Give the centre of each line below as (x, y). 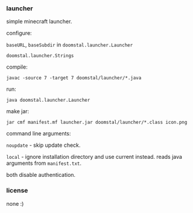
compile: (17, 67)
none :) (15, 203)
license (17, 191)
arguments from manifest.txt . (44, 163)
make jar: (18, 111)
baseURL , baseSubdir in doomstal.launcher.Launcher (70, 45)
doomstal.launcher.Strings (40, 56)
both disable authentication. (41, 175)
